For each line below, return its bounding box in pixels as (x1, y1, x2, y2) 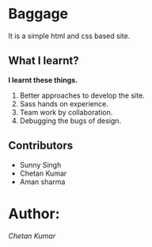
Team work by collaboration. (19, 107, 113, 117)
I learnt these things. (8, 75, 78, 84)
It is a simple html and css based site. (8, 31, 131, 41)
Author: (8, 204, 61, 222)
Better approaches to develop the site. (19, 91, 145, 100)
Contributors (8, 139, 74, 152)
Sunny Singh (19, 160, 62, 169)
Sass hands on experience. (19, 98, 108, 108)
